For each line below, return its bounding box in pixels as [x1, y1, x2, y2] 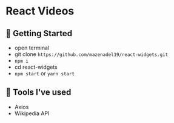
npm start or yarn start [14, 70, 75, 77]
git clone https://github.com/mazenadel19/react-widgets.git [14, 51, 169, 58]
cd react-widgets [14, 63, 58, 71]
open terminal [14, 44, 50, 51]
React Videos [5, 4, 75, 18]
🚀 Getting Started [5, 28, 73, 39]
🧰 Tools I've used [5, 87, 72, 98]
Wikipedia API [14, 110, 50, 117]
